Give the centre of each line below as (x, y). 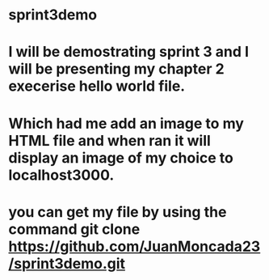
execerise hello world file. (97, 86)
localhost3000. (61, 175)
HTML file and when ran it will (110, 140)
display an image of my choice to (121, 157)
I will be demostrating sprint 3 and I (128, 52)
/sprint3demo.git (67, 263)
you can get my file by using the (118, 212)
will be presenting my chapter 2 (116, 69)
